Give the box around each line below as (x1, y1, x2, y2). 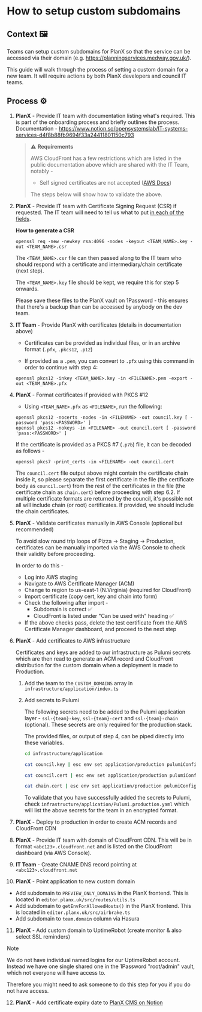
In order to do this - (15, 561, 64, 569)
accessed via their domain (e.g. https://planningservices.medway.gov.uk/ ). (7, 54, 192, 61)
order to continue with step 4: (24, 363, 98, 371)
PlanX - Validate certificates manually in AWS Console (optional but (15, 519, 183, 526)
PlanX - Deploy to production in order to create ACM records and (15, 818, 177, 825)
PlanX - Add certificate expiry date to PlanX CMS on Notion (15, 999, 164, 1006)
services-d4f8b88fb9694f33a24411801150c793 (15, 131, 134, 138)
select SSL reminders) (15, 933, 71, 940)
